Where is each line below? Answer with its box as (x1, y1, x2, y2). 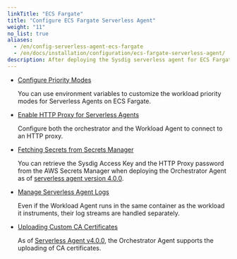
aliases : (7, 37, 33, 44)
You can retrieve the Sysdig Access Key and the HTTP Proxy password (17, 159, 224, 167)
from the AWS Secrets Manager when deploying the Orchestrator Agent (17, 167, 227, 175)
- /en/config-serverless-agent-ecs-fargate (13, 43, 143, 50)
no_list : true (7, 30, 49, 37)
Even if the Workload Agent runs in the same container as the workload (17, 201, 225, 210)
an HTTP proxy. (17, 131, 63, 140)
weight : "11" (7, 23, 46, 30)
